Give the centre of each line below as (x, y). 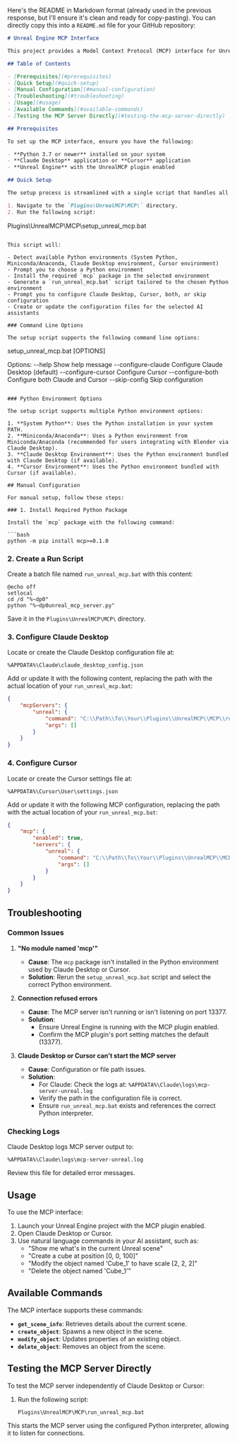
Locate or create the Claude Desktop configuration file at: (91, 653)
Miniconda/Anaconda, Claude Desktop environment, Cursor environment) (113, 263)
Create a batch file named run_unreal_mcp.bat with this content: (100, 574)
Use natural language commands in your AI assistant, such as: (108, 1241)
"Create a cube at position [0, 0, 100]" (83, 1256)
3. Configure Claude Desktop (58, 637)
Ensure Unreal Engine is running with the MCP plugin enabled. (129, 1027)
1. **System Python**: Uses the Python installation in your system (110, 423)
